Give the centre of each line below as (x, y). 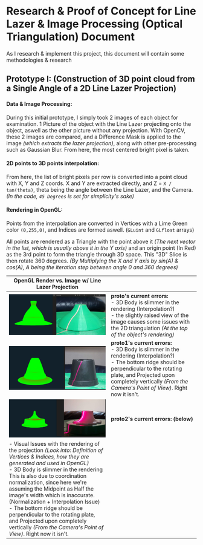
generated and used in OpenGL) (49, 463)
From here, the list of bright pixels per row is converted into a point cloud (97, 177)
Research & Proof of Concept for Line (101, 11)
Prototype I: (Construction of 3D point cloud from (101, 79)
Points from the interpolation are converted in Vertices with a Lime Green (97, 223)
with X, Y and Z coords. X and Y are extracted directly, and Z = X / (89, 183)
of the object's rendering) (143, 335)
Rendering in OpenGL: (35, 210)
